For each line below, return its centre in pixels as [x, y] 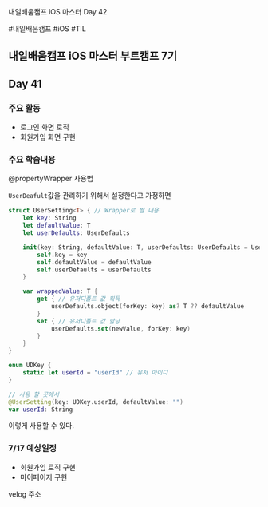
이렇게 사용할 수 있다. [41, 426]
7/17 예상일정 [33, 448]
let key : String [50, 218]
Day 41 [25, 83]
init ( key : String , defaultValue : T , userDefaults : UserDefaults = [135, 247]
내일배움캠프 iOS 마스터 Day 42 [58, 12]
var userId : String [41, 410]
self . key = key [62, 255]
